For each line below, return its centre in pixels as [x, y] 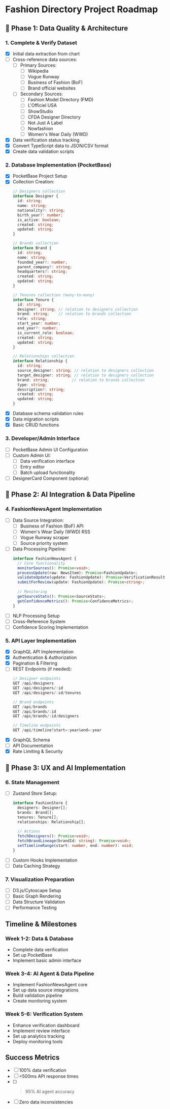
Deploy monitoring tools [38, 1041]
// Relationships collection [43, 356]
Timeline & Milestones [41, 924]
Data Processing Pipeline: [40, 549]
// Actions [29, 831]
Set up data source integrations [45, 990]
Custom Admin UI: [32, 455]
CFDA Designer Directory [54, 117]
